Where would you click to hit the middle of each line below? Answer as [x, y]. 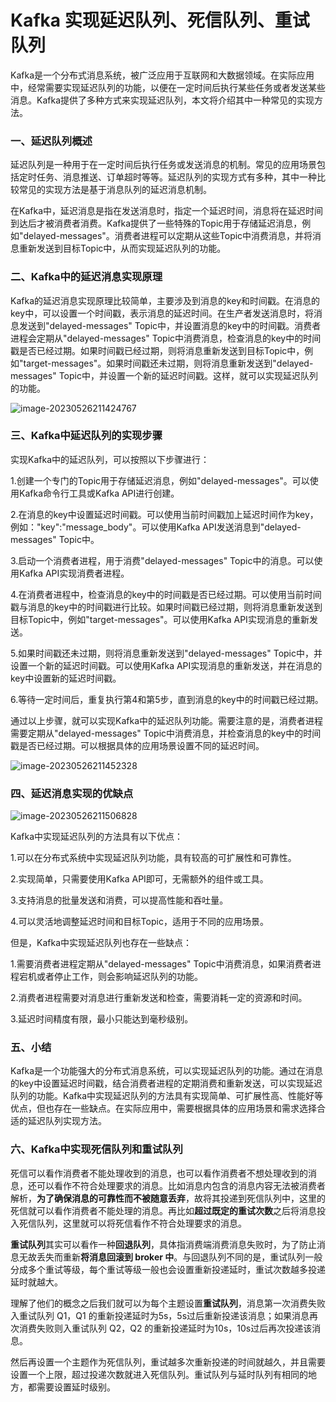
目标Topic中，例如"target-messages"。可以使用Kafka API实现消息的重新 [160, 619]
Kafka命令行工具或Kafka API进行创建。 [99, 493]
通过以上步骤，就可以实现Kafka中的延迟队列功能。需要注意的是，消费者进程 [166, 720]
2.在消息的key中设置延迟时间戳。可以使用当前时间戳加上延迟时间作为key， [164, 514]
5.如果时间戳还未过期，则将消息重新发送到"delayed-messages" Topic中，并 [166, 653]
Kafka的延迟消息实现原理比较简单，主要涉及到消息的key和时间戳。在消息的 [165, 300]
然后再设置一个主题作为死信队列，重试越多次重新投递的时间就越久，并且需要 [168, 1362]
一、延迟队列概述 [51, 141]
